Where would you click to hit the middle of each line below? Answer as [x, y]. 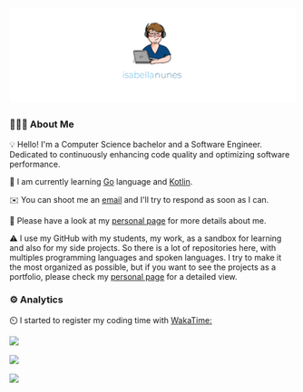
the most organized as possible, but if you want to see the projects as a [143, 267]
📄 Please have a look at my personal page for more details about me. [138, 220]
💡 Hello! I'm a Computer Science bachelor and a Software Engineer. [136, 144]
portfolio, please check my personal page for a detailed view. [123, 276]
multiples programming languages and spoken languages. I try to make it [146, 257]
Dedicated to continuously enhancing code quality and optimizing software [150, 154]
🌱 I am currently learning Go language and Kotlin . [101, 181]
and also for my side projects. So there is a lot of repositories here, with [143, 247]
